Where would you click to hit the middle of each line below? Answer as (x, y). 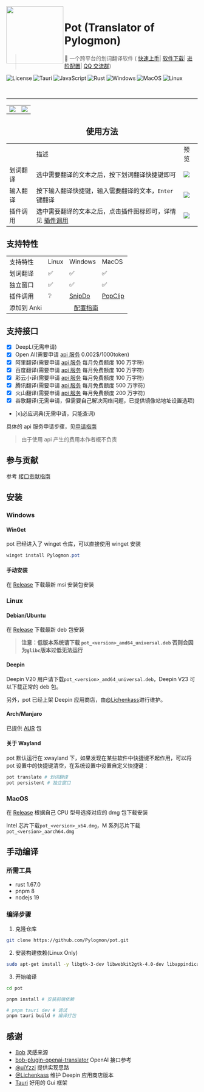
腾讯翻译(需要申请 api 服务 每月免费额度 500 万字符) (80, 385)
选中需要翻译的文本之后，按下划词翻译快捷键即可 (106, 174)
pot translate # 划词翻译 (37, 777)
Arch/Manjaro (24, 714)
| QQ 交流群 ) (96, 66)
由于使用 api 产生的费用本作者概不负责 (69, 439)
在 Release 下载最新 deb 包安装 (46, 630)
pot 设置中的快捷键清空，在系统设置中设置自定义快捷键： (78, 766)
